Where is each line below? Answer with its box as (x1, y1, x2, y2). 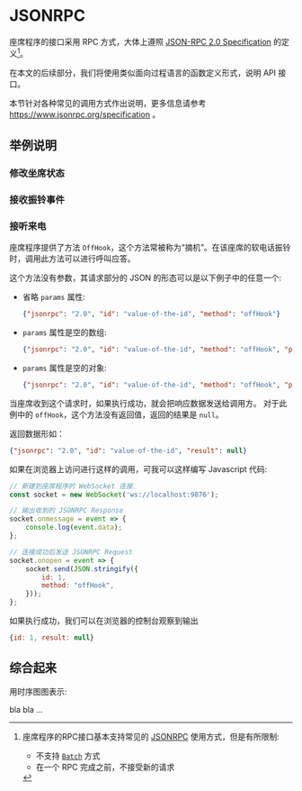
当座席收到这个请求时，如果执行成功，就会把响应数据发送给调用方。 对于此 (9, 397, 288, 408)
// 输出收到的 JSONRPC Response (9, 506, 124, 515)
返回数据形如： (9, 428, 65, 439)
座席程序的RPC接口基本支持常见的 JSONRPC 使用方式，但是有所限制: (22, 731, 280, 741)
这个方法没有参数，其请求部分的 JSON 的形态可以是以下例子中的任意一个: (9, 272, 282, 284)
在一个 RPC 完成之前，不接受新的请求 (35, 761, 175, 772)
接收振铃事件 (9, 193, 66, 205)
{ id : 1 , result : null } (9, 633, 94, 642)
